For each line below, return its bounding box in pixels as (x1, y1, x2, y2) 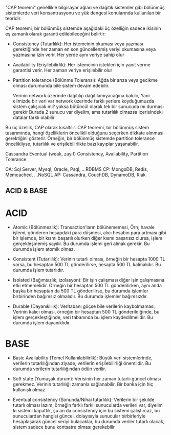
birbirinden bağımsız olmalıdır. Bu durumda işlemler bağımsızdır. (12, 293, 148, 300)
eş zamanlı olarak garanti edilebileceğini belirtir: (5, 31, 106, 37)
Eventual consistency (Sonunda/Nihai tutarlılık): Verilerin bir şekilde (12, 396, 155, 403)
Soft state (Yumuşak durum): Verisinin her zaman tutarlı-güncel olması (12, 376, 161, 382)
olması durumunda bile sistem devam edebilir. (12, 82, 110, 89)
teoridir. (5, 15, 22, 21)
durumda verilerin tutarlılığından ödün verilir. (12, 366, 106, 372)
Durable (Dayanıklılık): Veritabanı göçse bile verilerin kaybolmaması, (12, 303, 156, 309)
